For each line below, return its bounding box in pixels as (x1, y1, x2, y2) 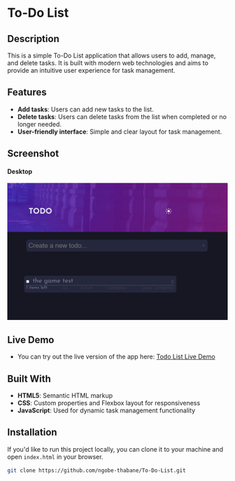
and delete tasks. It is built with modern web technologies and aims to (7, 59, 208, 67)
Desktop (7, 167, 33, 176)
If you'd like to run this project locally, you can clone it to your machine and (7, 445, 224, 453)
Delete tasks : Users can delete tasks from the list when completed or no (17, 112, 227, 120)
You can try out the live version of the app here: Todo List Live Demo (17, 352, 215, 361)
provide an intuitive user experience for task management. (7, 67, 176, 74)
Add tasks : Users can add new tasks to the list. (17, 105, 154, 113)
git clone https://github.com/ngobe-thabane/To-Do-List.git (7, 467, 187, 474)
